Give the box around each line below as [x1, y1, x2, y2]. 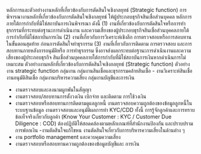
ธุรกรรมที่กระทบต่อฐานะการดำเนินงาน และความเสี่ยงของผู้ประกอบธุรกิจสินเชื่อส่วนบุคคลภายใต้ [6, 26, 189, 34]
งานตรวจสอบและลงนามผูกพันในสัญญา [14, 86, 92, 93]
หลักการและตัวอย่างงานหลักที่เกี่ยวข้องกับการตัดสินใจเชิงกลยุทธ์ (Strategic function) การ [6, 7, 187, 13]
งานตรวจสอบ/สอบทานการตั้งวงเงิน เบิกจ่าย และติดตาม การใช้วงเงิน [14, 93, 146, 100]
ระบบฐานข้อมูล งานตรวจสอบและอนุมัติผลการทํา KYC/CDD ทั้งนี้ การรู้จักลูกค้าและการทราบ [14, 106, 195, 113]
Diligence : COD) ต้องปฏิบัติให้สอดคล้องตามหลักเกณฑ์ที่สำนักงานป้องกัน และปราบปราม [14, 120, 193, 127]
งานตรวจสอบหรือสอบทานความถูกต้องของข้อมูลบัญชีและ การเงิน [14, 140, 140, 147]
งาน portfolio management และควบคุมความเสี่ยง [14, 134, 121, 140]
